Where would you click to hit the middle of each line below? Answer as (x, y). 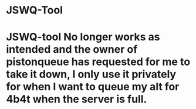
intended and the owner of (72, 50)
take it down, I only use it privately (91, 74)
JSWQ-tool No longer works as (83, 37)
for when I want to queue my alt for (93, 87)
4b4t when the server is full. (77, 99)
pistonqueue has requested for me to (98, 62)
